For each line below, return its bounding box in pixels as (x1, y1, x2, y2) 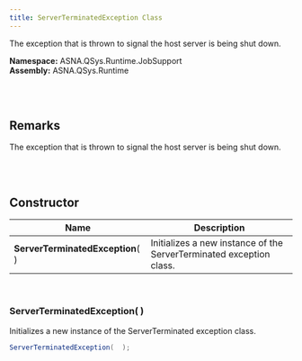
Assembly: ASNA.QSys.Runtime (9, 65, 129, 76)
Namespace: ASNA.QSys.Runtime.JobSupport (9, 55, 182, 66)
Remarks (9, 118, 61, 133)
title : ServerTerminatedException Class (9, 13, 164, 23)
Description (193, 221, 245, 234)
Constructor (9, 194, 79, 210)
